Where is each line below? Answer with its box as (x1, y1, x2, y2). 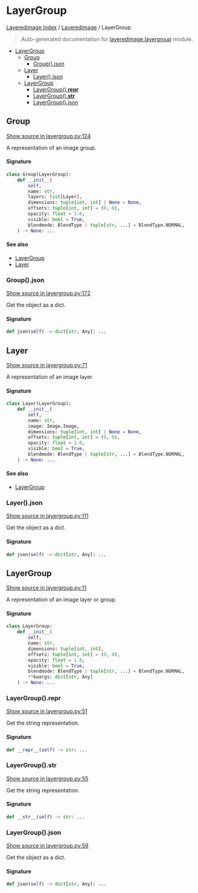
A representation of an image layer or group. (6, 596, 117, 603)
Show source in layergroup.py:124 (6, 132, 91, 139)
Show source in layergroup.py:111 (6, 513, 89, 520)
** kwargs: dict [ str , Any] (28, 674, 94, 680)
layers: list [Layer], (28, 194, 83, 200)
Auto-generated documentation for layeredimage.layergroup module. (21, 35, 193, 42)
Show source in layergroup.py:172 (6, 290, 91, 297)
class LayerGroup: (6, 623, 53, 629)
